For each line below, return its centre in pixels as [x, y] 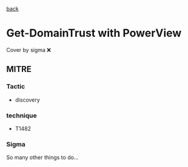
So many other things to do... [42, 157]
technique [22, 116]
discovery [28, 100]
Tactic [16, 87]
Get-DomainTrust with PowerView [94, 33]
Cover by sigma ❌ [29, 50]
